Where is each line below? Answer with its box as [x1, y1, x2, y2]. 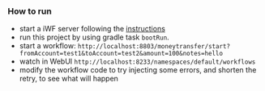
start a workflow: [19, 41, 76, 51]
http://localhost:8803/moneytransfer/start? [77, 43, 231, 51]
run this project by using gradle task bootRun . [19, 32, 169, 42]
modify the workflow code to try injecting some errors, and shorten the [19, 65, 257, 75]
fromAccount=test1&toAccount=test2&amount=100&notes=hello [19, 50, 224, 58]
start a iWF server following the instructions [19, 24, 165, 34]
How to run [7, 6, 52, 17]
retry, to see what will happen [19, 74, 119, 84]
